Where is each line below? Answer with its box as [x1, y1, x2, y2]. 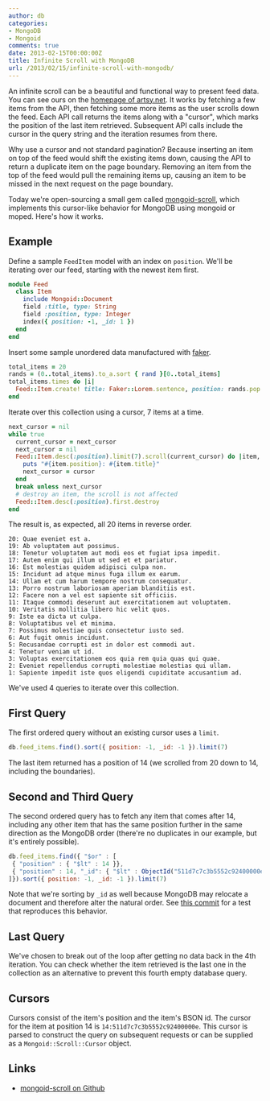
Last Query [8, 930, 65, 943]
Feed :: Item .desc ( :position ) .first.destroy [15, 497, 160, 505]
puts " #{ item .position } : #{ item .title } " [22, 460, 160, 468]
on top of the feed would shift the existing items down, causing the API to [8, 153, 252, 163]
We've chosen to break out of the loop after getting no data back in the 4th [8, 951, 256, 961]
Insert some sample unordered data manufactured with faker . [8, 347, 211, 357]
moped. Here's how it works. [8, 211, 104, 221]
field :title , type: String [22, 303, 117, 311]
